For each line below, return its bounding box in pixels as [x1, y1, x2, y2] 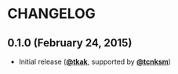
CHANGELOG [7, 5, 96, 23]
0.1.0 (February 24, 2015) [7, 36, 133, 50]
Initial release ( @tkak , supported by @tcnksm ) [18, 57, 172, 66]
